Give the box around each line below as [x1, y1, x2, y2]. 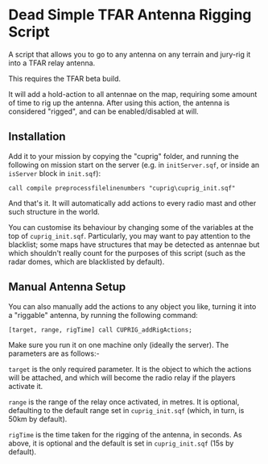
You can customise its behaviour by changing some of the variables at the [8, 222, 254, 232]
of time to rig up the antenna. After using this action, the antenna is [8, 98, 230, 107]
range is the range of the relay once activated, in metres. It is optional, [8, 397, 240, 407]
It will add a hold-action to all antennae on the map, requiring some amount [8, 89, 258, 98]
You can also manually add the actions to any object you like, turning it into [8, 301, 257, 311]
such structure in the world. [8, 207, 101, 216]
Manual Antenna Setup [8, 280, 126, 294]
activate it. [8, 381, 43, 391]
